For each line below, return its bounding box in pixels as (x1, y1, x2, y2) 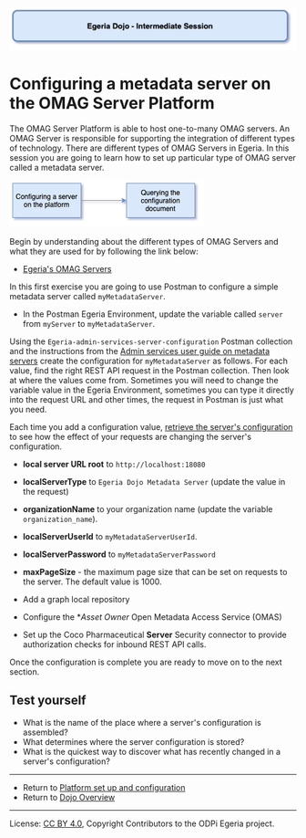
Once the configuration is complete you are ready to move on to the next (9, 656, 282, 667)
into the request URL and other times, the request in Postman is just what (9, 394, 284, 404)
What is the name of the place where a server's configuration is (22, 717, 261, 728)
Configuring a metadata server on (9, 74, 271, 94)
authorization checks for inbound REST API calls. (22, 639, 207, 650)
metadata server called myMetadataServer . (9, 291, 166, 301)
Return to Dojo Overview (22, 791, 116, 802)
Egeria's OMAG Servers (22, 264, 112, 274)
